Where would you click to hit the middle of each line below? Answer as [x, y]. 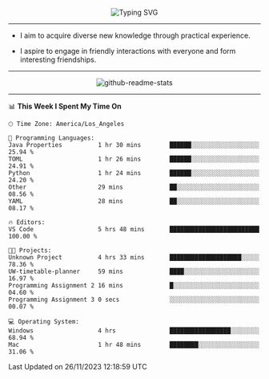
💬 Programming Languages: [51, 138]
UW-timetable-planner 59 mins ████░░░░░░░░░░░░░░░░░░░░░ [134, 271]
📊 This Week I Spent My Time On [65, 106]
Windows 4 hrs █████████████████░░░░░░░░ [134, 331]
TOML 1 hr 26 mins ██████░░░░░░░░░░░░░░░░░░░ [134, 159]
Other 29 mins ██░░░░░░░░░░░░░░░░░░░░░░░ [134, 187]
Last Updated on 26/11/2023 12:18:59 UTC [78, 367]
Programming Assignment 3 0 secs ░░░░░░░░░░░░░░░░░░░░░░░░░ [134, 300]
